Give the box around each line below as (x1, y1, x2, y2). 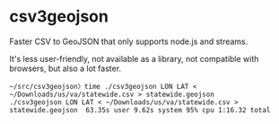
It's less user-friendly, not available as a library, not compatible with (9, 53, 259, 64)
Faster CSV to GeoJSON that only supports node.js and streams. (9, 36, 248, 47)
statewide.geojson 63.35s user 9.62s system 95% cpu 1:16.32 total (9, 105, 271, 114)
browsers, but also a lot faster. (9, 63, 122, 74)
